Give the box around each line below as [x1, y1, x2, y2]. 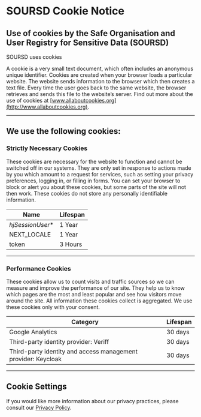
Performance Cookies [6, 264, 72, 272]
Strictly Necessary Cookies [6, 144, 88, 152]
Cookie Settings [6, 382, 67, 392]
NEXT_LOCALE [9, 230, 51, 238]
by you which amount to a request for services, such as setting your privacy [6, 170, 194, 178]
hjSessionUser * [9, 220, 54, 229]
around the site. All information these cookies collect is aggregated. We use [6, 297, 193, 304]
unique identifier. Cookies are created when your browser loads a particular [6, 71, 193, 79]
